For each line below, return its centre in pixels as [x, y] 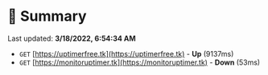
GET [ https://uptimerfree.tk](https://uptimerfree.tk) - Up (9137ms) [126, 53]
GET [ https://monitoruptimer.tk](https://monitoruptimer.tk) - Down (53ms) [140, 62]
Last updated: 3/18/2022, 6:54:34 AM [72, 38]
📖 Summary [47, 16]
